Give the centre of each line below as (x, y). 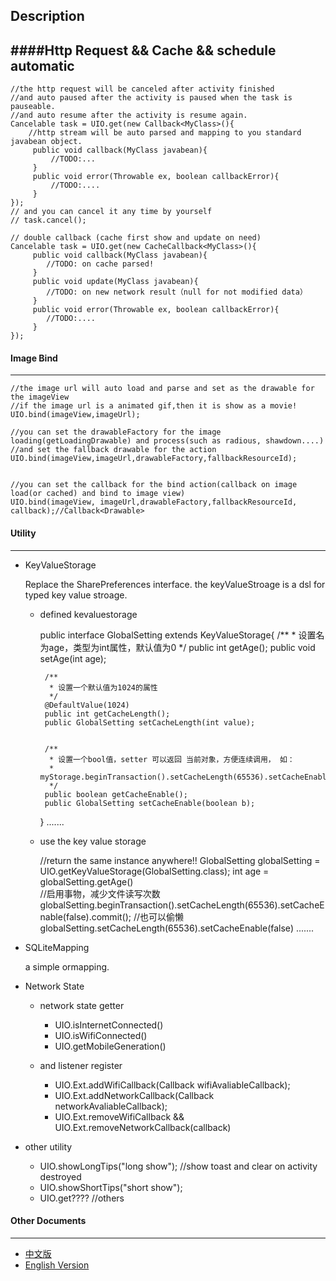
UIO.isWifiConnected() (101, 1035)
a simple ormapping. (67, 966)
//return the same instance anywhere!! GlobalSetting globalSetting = (180, 860)
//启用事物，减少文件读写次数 (100, 893)
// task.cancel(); (48, 220)
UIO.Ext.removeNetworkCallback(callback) (143, 1127)
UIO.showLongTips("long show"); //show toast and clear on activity (178, 1166)
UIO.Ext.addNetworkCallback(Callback (134, 1095)
